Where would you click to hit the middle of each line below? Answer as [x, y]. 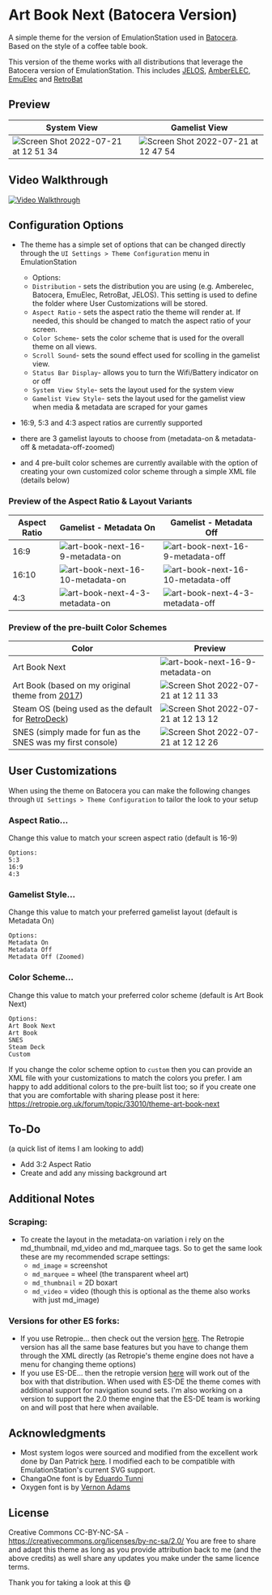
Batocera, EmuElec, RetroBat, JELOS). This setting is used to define [144, 295]
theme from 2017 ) [48, 695]
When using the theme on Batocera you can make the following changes [130, 790]
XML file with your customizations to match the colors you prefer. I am [125, 1078]
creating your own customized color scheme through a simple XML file [138, 472]
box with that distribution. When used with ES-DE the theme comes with [140, 1381]
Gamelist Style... [42, 895]
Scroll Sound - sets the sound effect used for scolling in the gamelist [146, 356]
